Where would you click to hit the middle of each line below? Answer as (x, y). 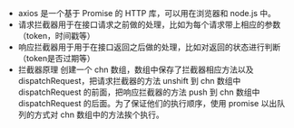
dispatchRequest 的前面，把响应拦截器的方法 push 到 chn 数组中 (139, 92)
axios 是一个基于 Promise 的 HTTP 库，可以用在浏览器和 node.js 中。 (147, 13)
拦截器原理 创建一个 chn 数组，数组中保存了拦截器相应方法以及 (136, 69)
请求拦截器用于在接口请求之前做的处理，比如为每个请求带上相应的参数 (149, 24)
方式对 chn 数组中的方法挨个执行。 (99, 114)
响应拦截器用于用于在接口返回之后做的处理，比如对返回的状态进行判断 (149, 47)
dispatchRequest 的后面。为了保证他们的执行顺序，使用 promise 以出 (147, 103)
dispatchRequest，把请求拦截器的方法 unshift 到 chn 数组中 (129, 81)
